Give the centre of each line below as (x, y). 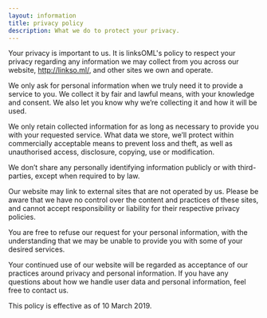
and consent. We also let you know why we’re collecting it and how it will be (133, 103)
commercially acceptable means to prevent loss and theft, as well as (120, 144)
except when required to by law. (87, 176)
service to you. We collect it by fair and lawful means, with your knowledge (132, 94)
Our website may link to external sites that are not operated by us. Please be (133, 192)
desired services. (37, 249)
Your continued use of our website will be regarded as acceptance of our (128, 265)
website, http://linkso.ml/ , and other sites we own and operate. (111, 70)
